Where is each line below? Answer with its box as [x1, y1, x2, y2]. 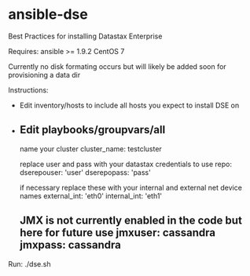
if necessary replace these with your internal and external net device [19, 183, 242, 192]
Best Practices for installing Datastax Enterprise [8, 31, 163, 41]
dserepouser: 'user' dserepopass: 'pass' [19, 167, 151, 177]
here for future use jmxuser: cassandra [19, 226, 216, 240]
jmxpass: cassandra [19, 238, 122, 252]
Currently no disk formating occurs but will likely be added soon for [8, 61, 226, 71]
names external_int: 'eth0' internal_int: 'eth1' [19, 191, 163, 201]
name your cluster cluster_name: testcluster [19, 143, 163, 154]
